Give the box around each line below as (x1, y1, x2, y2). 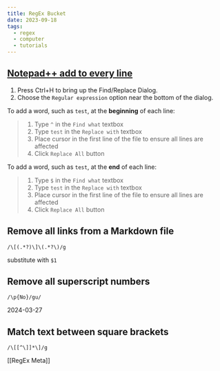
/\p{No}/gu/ (7, 294, 41, 301)
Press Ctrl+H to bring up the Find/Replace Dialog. (17, 86, 158, 94)
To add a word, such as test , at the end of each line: (7, 163, 157, 171)
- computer (13, 36, 45, 43)
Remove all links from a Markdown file (7, 225, 174, 237)
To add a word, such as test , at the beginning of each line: (7, 106, 175, 114)
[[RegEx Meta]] (7, 357, 50, 365)
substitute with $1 (7, 256, 57, 264)
